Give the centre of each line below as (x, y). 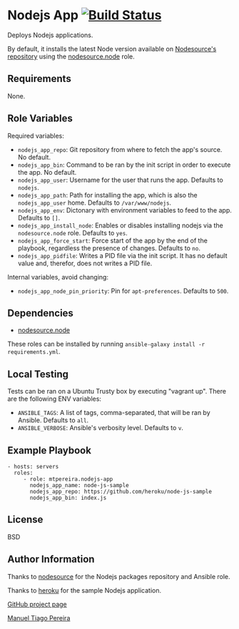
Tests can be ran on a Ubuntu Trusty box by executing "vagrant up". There (117, 392)
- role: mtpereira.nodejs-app (68, 479)
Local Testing (38, 374)
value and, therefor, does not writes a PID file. (85, 263)
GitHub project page (37, 604)
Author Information (51, 559)
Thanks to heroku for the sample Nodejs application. (85, 590)
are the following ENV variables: (55, 399)
